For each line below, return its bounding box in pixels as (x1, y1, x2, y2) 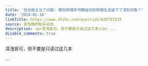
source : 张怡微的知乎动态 (5, 21, 54, 27)
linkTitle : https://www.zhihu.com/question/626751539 (5, 17, 122, 22)
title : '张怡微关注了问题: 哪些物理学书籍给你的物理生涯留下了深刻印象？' (5, 7, 144, 13)
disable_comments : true (5, 31, 56, 36)
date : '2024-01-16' (5, 12, 47, 17)
